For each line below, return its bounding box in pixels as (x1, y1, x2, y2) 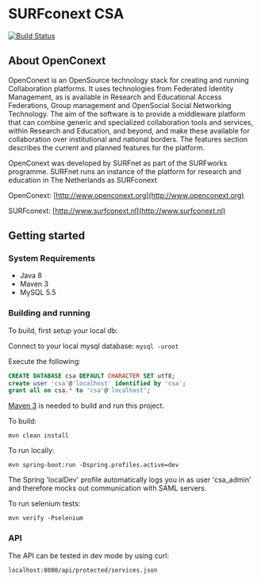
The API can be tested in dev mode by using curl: (8, 550, 170, 561)
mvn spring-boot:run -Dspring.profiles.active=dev (8, 461, 179, 469)
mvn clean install (8, 432, 69, 440)
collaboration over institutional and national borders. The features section (8, 134, 248, 144)
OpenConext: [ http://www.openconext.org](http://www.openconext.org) (8, 190, 244, 200)
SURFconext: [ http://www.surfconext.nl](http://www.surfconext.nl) (8, 206, 226, 215)
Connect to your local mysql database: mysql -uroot (8, 341, 179, 351)
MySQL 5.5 (19, 288, 56, 297)
